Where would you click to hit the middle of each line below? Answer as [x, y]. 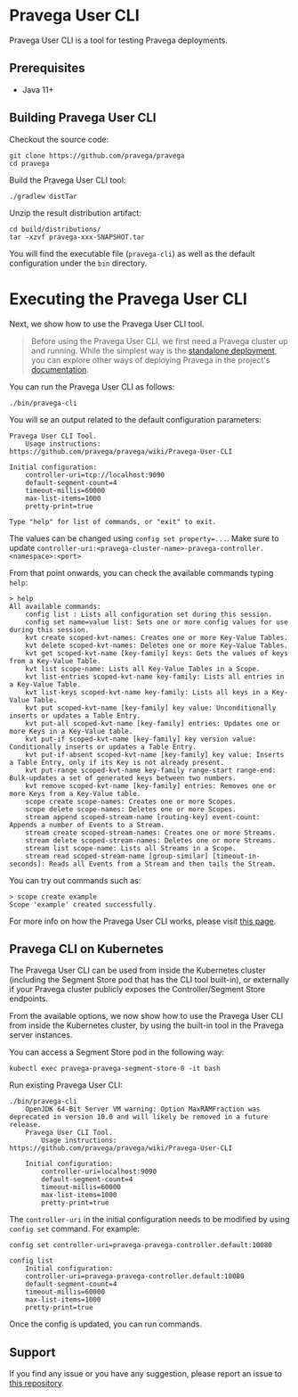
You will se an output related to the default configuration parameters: [136, 419]
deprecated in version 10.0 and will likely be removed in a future [139, 1117]
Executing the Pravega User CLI [128, 299]
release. [25, 1125]
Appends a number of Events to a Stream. [87, 825]
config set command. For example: [75, 1229]
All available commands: [55, 606]
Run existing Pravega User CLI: [66, 1085]
